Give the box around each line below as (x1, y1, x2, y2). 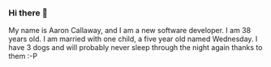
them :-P (8, 52, 38, 61)
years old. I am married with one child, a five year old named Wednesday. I (8, 34, 258, 44)
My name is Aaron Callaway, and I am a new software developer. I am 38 (8, 26, 252, 36)
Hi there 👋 (8, 7, 49, 19)
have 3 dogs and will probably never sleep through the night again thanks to (8, 43, 263, 52)
